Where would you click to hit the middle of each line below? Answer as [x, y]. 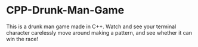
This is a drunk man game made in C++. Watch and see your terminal [91, 26]
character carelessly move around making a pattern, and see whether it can [99, 32]
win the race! [22, 39]
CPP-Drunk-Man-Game [65, 10]
